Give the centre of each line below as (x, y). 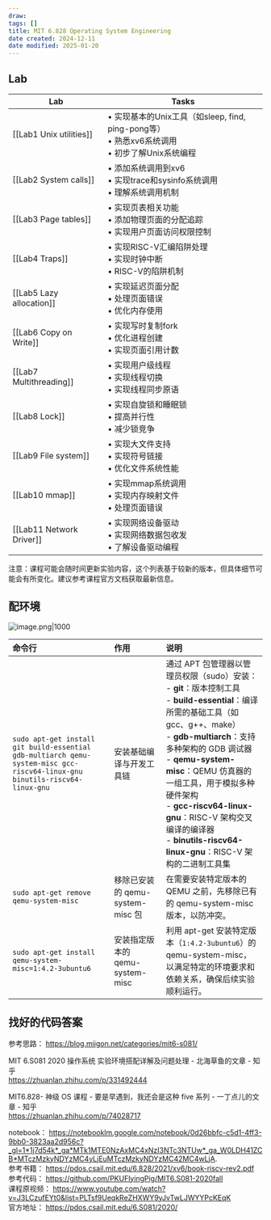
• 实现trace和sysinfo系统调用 (163, 180)
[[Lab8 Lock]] (39, 416)
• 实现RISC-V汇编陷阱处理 (158, 247)
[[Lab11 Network (45, 529)
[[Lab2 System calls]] (54, 179)
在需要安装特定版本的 (206, 879)
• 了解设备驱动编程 (143, 547)
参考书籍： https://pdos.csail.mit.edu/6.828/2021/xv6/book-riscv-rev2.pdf (131, 1168)
